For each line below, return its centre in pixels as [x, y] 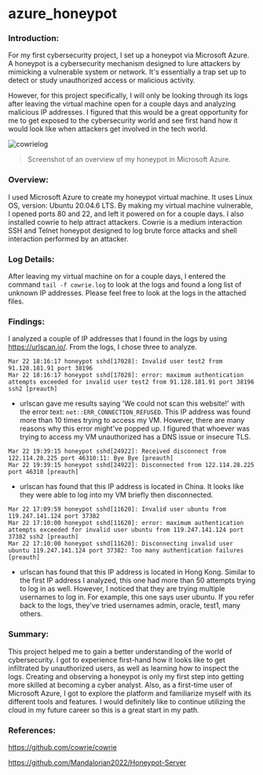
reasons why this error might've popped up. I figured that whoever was [134, 428]
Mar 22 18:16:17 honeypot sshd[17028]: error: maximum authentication [126, 375]
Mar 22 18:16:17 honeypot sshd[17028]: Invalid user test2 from [115, 362]
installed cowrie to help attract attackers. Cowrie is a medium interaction [125, 222]
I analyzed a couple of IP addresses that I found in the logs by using [118, 339]
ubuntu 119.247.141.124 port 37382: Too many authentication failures [126, 551]
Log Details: [31, 259]
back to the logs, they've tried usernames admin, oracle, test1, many [130, 605]
